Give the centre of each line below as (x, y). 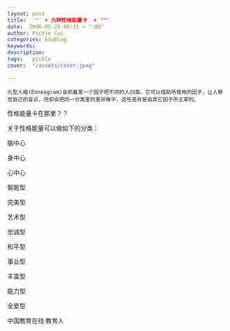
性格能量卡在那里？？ (38, 113)
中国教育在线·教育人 (36, 321)
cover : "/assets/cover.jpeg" (51, 66)
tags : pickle (29, 59)
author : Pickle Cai (36, 33)
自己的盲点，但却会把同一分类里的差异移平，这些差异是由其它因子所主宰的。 (106, 99)
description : (26, 53)
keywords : (22, 46)
